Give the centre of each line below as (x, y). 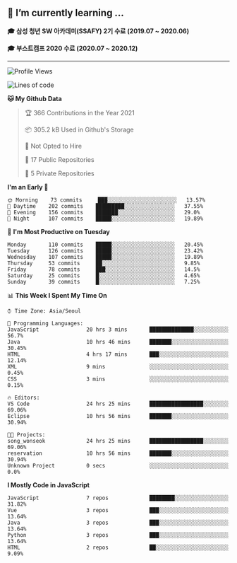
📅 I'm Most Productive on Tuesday (59, 231)
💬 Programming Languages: (45, 323)
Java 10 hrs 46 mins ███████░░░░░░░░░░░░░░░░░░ (118, 342)
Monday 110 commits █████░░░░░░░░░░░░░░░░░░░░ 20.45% (105, 245)
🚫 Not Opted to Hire (53, 146)
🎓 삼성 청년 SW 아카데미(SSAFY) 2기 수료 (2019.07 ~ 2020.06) (98, 31)
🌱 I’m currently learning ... (66, 13)
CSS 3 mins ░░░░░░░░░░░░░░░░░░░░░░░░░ (118, 379)
